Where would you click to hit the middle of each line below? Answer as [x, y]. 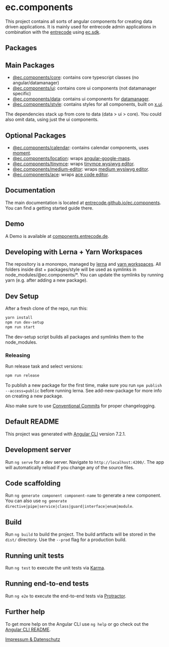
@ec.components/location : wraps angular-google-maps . [72, 158]
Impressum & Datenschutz [33, 639]
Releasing [18, 355]
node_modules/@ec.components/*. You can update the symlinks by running [84, 275]
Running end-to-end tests [47, 584]
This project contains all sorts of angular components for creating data [79, 21]
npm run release [22, 376]
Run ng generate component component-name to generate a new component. [83, 496]
